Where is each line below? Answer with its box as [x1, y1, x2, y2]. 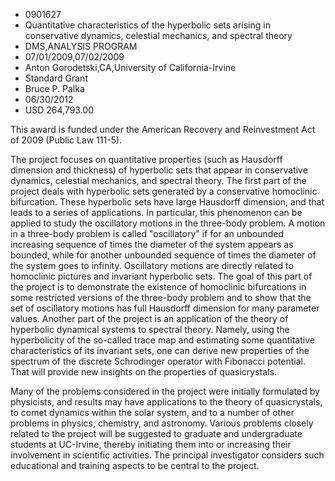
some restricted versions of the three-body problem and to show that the [10, 292, 312, 303]
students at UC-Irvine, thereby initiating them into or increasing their [10, 439, 292, 450]
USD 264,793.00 [24, 104, 95, 116]
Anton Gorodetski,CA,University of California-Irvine [24, 62, 237, 73]
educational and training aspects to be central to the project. [10, 460, 260, 471]
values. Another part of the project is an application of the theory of [10, 313, 289, 324]
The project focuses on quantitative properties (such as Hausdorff [10, 154, 283, 165]
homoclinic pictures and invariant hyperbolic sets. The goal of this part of [10, 270, 313, 282]
